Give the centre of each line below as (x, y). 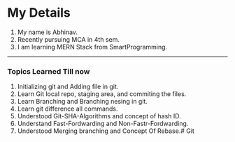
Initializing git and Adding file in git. (68, 87)
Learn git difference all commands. (67, 109)
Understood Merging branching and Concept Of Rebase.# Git (106, 131)
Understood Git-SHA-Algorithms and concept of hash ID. (99, 116)
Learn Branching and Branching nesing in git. (83, 102)
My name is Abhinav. (48, 32)
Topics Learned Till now (49, 71)
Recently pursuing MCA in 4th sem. (69, 39)
